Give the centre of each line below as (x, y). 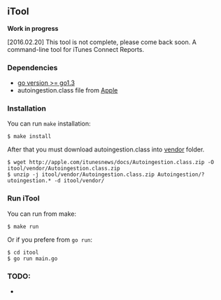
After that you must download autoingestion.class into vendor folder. (106, 149)
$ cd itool (23, 252)
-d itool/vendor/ (79, 181)
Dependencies (33, 67)
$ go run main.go (33, 259)
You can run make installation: (49, 124)
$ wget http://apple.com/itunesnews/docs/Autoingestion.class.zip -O (111, 163)
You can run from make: (42, 214)
